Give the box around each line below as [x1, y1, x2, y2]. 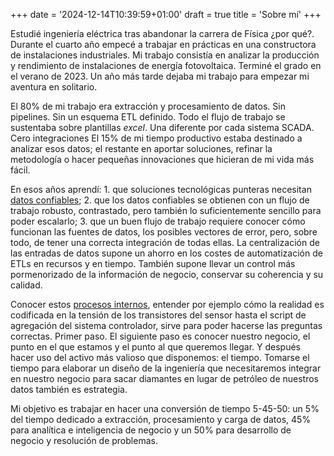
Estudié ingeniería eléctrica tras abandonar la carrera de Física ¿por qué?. [10, 28, 315, 39]
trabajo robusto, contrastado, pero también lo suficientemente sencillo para [10, 205, 322, 216]
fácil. [10, 164, 31, 176]
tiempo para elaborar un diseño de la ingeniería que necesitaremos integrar [10, 362, 322, 374]
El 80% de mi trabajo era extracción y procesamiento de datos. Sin [10, 100, 286, 112]
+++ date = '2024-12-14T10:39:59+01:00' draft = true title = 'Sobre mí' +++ [10, 9, 322, 20]
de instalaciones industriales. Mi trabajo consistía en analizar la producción [10, 49, 320, 61]
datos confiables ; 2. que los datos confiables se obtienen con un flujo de [10, 194, 310, 206]
